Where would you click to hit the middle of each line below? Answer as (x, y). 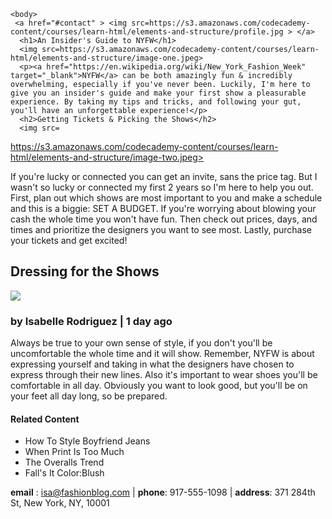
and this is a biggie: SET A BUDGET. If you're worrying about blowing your (163, 208)
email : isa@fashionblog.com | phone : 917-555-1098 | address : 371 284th (163, 492)
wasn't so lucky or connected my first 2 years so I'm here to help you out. (162, 187)
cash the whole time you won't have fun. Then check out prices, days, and (164, 219)
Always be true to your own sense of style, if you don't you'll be (141, 343)
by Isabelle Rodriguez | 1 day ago (91, 321)
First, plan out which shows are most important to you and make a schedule (166, 198)
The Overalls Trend (64, 462)
